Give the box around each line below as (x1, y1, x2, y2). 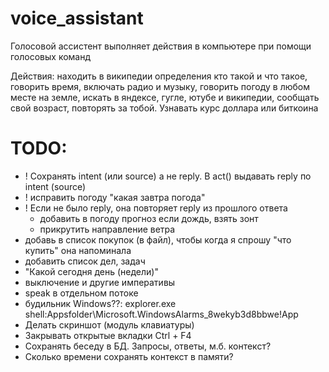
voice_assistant (10, 7, 144, 30)
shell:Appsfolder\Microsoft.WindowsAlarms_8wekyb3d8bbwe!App (24, 308, 299, 320)
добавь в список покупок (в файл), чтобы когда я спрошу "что (24, 233, 292, 246)
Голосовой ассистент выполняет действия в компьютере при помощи (10, 40, 312, 52)
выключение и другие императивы (24, 276, 176, 288)
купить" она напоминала (24, 244, 132, 256)
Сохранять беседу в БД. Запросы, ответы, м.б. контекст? (24, 340, 272, 352)
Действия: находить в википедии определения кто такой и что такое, (10, 70, 308, 82)
